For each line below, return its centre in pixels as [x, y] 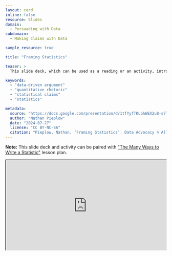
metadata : [16, 109]
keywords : [16, 80]
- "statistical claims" [35, 95]
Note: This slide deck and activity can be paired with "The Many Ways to [82, 147]
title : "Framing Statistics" [36, 57]
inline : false [20, 15]
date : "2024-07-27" [31, 123]
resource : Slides [24, 19]
